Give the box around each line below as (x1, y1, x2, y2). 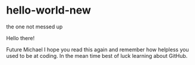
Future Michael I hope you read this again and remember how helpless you (6, 45, 189, 53)
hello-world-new (6, 4, 91, 17)
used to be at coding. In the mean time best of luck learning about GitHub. (6, 52, 188, 59)
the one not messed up (6, 23, 63, 30)
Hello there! (6, 34, 34, 41)
